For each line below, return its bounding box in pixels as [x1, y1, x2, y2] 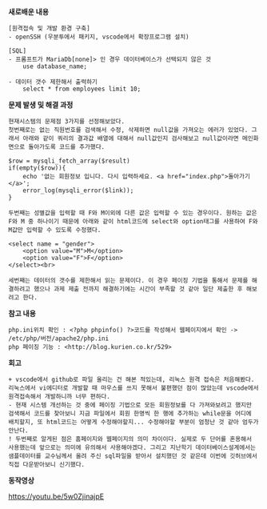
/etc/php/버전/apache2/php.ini [8, 335, 110, 343]
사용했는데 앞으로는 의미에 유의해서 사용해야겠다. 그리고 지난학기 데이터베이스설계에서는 [8, 443, 256, 451]
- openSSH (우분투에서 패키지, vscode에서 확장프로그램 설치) [8, 33, 189, 41]
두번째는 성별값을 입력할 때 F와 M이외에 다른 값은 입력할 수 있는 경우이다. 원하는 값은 [8, 209, 257, 217]
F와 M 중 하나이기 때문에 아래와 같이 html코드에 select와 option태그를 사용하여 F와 [8, 218, 258, 226]
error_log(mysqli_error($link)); [22, 186, 134, 194]
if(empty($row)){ [8, 164, 66, 172]
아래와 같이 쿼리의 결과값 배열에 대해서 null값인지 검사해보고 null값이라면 [22, 134, 239, 142]
